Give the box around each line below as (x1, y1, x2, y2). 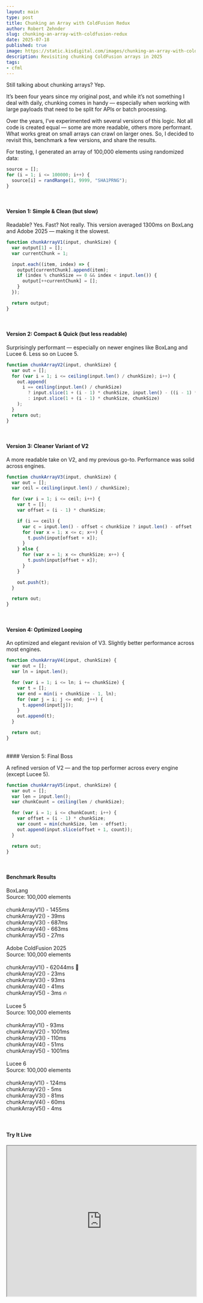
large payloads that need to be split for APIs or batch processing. (6, 106, 168, 113)
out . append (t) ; (17, 713, 55, 720)
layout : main (6, 8, 39, 15)
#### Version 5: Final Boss (6, 752, 73, 759)
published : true (6, 43, 47, 49)
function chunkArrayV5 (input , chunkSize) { (6, 782, 117, 788)
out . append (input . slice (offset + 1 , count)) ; (17, 826, 133, 833)
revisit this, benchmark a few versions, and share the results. (6, 137, 157, 144)
